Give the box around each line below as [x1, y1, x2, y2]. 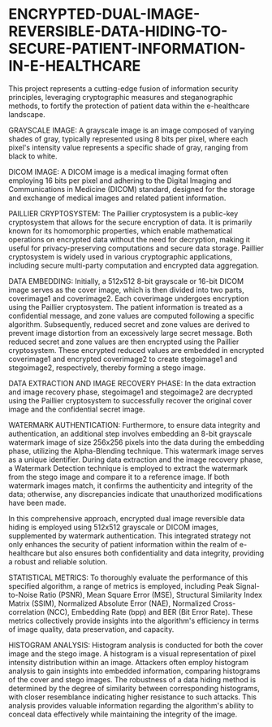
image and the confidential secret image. [8, 404, 145, 414]
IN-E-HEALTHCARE [8, 57, 141, 76]
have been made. [8, 498, 67, 507]
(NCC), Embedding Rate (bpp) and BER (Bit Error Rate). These [45, 607, 253, 616]
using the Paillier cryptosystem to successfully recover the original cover [8, 395, 253, 405]
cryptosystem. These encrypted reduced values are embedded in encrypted [8, 345, 265, 355]
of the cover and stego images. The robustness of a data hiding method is [8, 674, 257, 684]
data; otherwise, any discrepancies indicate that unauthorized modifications [8, 489, 262, 498]
